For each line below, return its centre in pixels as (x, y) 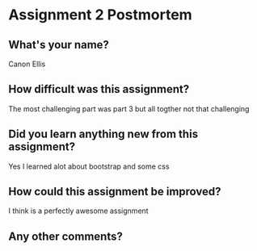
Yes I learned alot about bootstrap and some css (89, 166)
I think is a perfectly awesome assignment (78, 211)
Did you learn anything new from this (103, 134)
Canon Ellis (27, 64)
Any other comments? (65, 236)
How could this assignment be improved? (115, 192)
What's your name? (59, 45)
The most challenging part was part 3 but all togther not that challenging (129, 109)
